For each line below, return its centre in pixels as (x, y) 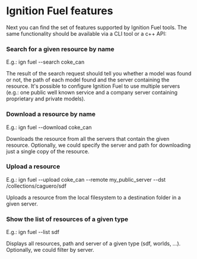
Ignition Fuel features (60, 11)
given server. (22, 204)
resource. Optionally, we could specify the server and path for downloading (99, 145)
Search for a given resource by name (60, 49)
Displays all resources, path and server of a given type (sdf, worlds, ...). (93, 244)
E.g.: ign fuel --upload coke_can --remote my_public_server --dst (86, 179)
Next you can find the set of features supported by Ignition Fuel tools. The (96, 27)
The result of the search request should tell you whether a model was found (99, 74)
